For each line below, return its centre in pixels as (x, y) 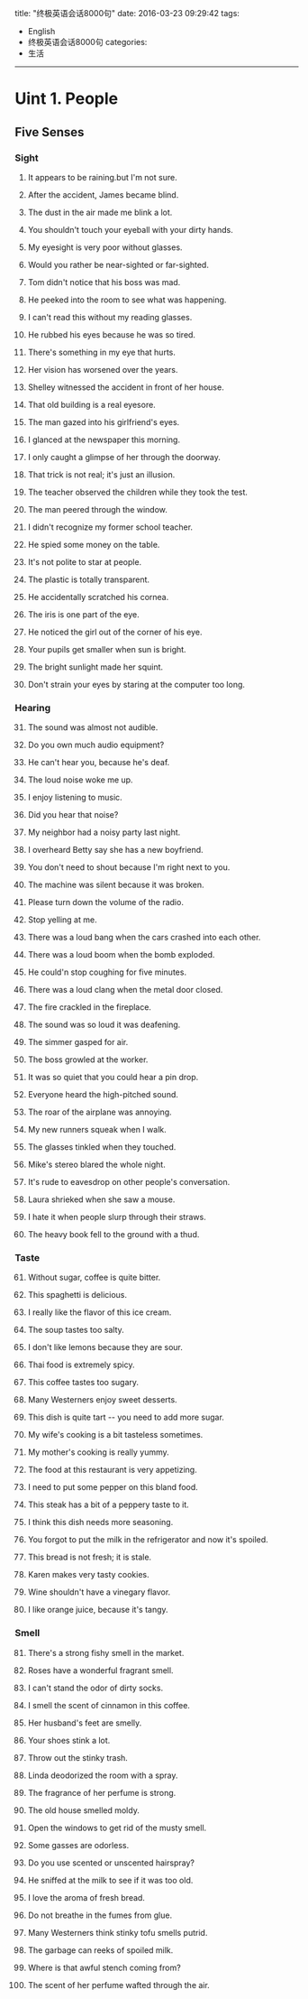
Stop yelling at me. (62, 920)
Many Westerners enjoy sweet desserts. (103, 1400)
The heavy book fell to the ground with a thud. (113, 1235)
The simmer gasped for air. (78, 1042)
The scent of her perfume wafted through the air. (118, 1985)
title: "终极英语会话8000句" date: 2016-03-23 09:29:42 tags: (127, 13)
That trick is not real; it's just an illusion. (101, 474)
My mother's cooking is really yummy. (98, 1452)
